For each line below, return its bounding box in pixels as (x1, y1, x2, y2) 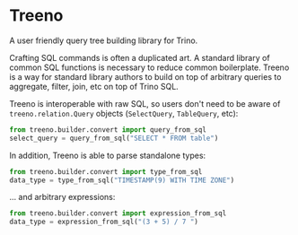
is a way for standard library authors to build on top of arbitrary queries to (9, 71, 282, 82)
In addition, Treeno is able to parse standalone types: (9, 150, 206, 161)
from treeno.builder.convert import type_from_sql (9, 167, 203, 176)
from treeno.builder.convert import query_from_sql (9, 125, 206, 135)
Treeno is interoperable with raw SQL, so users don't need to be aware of (9, 98, 281, 109)
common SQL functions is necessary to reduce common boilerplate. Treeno (9, 62, 290, 73)
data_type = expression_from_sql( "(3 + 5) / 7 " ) (9, 217, 199, 227)
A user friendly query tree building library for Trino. (9, 35, 198, 46)
